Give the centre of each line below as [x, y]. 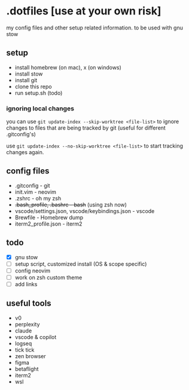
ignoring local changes [40, 108]
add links [26, 284]
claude [23, 331]
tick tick [25, 350]
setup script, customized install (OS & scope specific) [81, 264]
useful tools [29, 303]
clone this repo [33, 86]
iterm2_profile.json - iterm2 [48, 224]
